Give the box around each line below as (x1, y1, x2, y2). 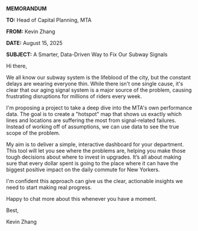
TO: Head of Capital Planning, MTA (6, 17, 92, 23)
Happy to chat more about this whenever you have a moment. (6, 195, 157, 202)
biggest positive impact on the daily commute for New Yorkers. (6, 166, 160, 173)
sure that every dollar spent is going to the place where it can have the (6, 160, 179, 166)
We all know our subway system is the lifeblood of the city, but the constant (6, 74, 191, 81)
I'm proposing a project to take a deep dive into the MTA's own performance (6, 104, 193, 111)
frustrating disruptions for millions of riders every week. (6, 93, 142, 100)
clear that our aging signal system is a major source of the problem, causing (6, 86, 192, 94)
